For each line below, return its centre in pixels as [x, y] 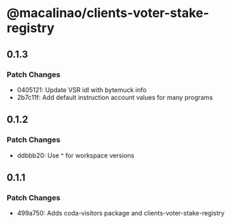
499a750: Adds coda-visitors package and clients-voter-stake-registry [121, 213]
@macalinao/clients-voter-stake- [108, 13]
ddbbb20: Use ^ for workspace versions [76, 155]
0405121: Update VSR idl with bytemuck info [82, 89]
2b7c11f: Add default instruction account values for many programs [115, 97]
